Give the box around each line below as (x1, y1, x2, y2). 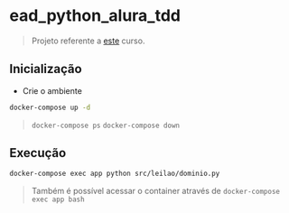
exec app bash (31, 195, 85, 204)
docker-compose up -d (9, 103, 91, 112)
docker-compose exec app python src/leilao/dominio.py (9, 169, 220, 179)
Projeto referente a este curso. (31, 35, 145, 46)
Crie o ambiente (22, 85, 83, 96)
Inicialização (9, 61, 83, 77)
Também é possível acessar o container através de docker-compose (31, 186, 280, 197)
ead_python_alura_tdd (9, 5, 181, 26)
